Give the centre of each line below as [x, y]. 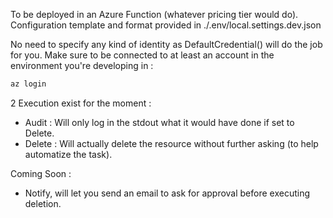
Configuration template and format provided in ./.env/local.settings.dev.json [166, 25]
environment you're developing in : [82, 65]
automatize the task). [68, 154]
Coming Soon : [41, 173]
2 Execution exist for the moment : [81, 103]
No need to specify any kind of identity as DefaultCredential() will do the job [166, 44]
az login [28, 84]
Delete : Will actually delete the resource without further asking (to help [171, 143]
